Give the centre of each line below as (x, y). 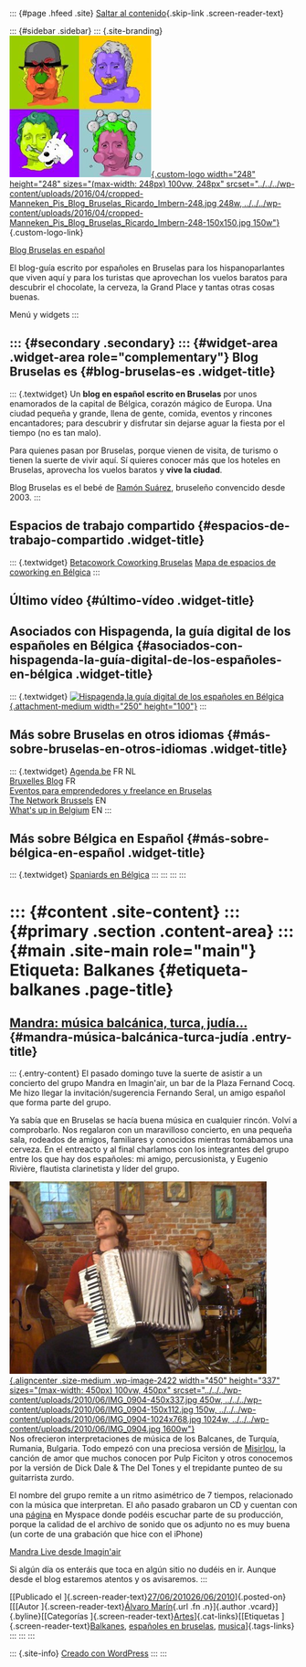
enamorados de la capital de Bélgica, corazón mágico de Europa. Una (141, 403)
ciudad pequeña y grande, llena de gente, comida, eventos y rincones (141, 413)
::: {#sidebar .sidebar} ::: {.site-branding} (86, 31)
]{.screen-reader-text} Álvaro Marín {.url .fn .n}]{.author (143, 1607)
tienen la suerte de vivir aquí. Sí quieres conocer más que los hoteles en (145, 459)
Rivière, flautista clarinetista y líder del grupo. (95, 1169)
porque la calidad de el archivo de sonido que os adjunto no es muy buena (150, 1525)
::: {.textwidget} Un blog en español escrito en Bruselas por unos (133, 394)
